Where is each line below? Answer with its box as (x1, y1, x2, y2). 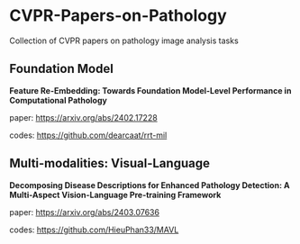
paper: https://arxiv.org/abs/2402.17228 (9, 112, 158, 122)
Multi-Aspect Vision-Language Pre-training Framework (9, 189, 222, 200)
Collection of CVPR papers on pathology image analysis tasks (9, 35, 239, 46)
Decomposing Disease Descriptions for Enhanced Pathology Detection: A (9, 179, 290, 190)
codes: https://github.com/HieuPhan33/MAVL (9, 224, 179, 235)
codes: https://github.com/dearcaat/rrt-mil (9, 130, 168, 140)
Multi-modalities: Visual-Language (9, 156, 210, 171)
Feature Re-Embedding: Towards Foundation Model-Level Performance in (9, 85, 292, 95)
